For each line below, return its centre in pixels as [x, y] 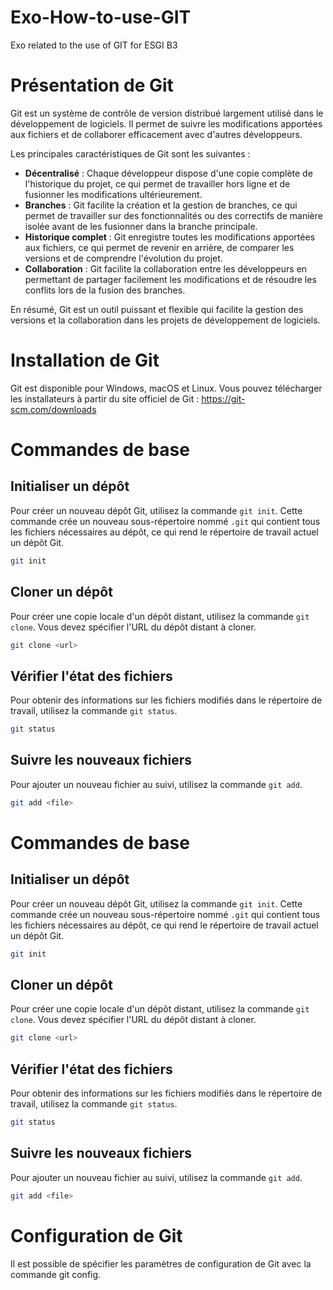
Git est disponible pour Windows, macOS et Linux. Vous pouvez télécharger [166, 388]
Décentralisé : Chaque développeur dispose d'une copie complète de [168, 173]
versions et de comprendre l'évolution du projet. [123, 258]
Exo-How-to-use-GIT [101, 17]
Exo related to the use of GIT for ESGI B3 [94, 45]
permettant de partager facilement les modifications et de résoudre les [170, 279]
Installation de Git [85, 360]
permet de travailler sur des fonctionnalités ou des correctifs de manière [173, 215]
